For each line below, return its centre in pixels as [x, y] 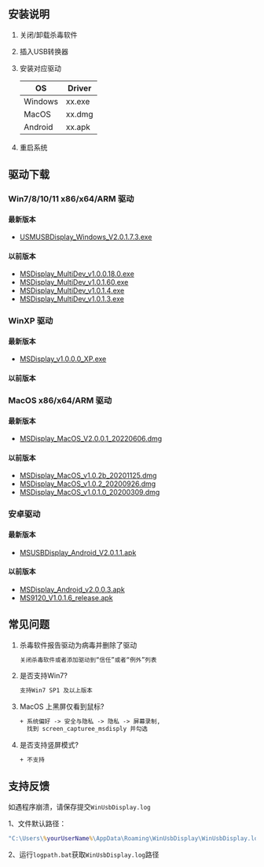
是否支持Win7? [44, 676]
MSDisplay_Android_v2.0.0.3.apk [72, 589]
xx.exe [78, 101]
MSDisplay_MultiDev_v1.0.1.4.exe [72, 291]
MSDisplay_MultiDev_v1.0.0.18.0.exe [77, 274]
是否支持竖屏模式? [49, 745]
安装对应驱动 [40, 68]
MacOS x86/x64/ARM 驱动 [60, 400]
